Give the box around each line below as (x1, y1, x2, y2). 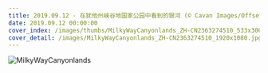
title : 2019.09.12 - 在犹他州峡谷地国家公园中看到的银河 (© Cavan (8, 11, 213, 20)
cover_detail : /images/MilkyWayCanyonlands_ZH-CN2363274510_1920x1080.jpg (8, 33, 262, 42)
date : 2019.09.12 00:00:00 (8, 19, 98, 27)
